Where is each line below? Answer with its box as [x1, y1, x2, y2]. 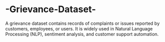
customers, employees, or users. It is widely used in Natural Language [5, 25, 153, 31]
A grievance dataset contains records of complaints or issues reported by [5, 20, 160, 26]
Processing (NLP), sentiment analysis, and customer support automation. [5, 31, 159, 37]
